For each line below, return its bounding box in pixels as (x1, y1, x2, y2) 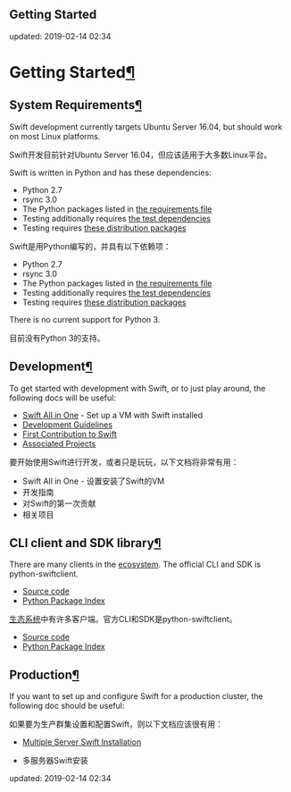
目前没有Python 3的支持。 (9, 333, 105, 343)
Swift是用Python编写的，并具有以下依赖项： (9, 240, 171, 251)
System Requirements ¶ (9, 97, 143, 113)
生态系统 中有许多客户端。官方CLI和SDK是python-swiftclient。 (9, 614, 237, 625)
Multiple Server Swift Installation (21, 737, 142, 747)
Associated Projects (21, 438, 96, 449)
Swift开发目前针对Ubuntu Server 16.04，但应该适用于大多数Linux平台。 (9, 149, 272, 160)
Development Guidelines (21, 419, 113, 430)
